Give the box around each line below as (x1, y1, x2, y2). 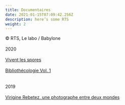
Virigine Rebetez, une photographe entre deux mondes (5, 94, 120, 100)
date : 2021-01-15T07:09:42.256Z (5, 12, 73, 17)
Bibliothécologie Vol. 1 (5, 68, 51, 74)
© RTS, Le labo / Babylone (5, 35, 61, 41)
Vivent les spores (5, 57, 41, 63)
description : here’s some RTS (5, 17, 69, 22)
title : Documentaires (5, 7, 51, 13)
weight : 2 (5, 21, 26, 27)
